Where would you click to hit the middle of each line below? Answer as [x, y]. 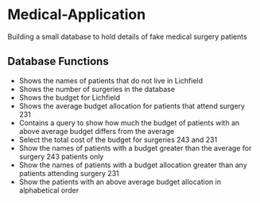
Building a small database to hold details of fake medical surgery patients [127, 36]
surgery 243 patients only [61, 156]
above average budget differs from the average [97, 131]
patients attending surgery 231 [69, 173]
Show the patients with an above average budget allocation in [120, 182]
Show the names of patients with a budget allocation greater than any [133, 165]
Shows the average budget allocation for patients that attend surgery [132, 105]
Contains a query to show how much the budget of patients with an [129, 123]
